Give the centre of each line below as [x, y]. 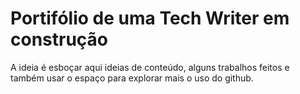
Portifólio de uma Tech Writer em [150, 18]
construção [59, 39]
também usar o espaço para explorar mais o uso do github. [132, 78]
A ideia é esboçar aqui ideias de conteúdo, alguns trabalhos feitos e [150, 67]
